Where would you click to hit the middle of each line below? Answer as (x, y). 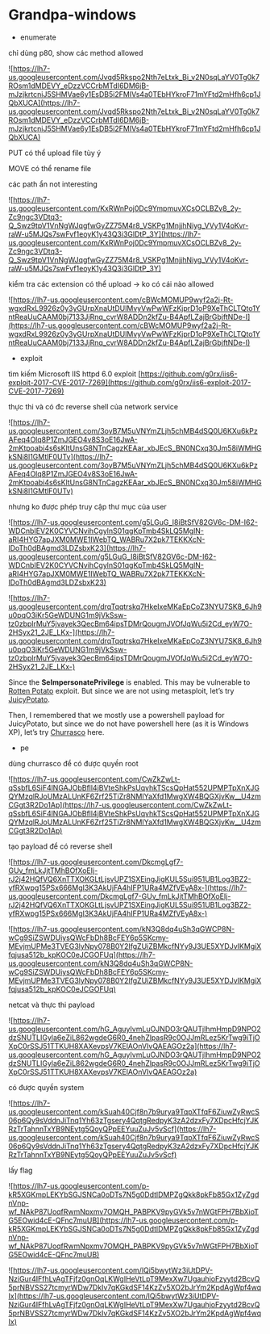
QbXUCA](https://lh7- (44, 103)
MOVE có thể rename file (50, 168)
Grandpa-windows (73, 15)
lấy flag (21, 1170)
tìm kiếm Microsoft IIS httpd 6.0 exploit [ (75, 374)
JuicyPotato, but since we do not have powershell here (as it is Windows (129, 724)
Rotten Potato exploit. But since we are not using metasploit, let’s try (121, 690)
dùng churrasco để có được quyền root (73, 763)
